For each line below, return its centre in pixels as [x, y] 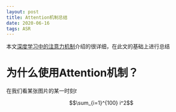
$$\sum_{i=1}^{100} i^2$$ [101, 103]
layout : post [23, 12]
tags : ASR [19, 29]
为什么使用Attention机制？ [72, 73]
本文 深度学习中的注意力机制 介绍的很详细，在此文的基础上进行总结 [88, 46]
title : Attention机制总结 [37, 17]
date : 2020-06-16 [28, 23]
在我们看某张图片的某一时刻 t [42, 91]
